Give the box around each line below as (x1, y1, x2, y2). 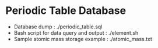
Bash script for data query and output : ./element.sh (13, 29, 139, 36)
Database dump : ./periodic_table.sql (13, 23, 103, 30)
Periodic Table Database (5, 4, 127, 17)
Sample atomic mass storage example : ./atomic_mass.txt (13, 35, 153, 42)
